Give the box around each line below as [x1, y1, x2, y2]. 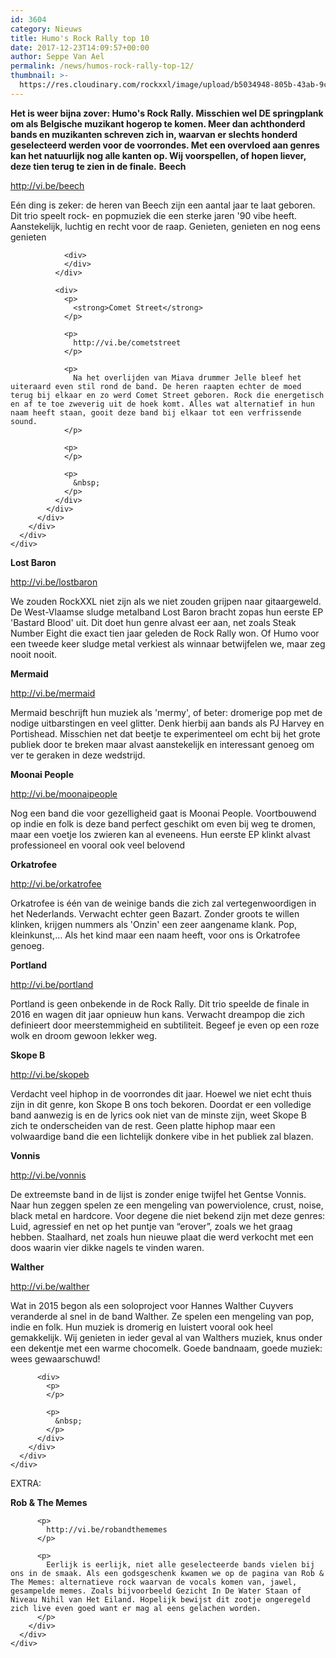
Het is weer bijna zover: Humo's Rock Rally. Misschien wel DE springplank [10, 107, 324, 119]
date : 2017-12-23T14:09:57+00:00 [10, 42, 150, 53]
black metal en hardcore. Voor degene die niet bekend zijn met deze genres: [10, 1209, 326, 1221]
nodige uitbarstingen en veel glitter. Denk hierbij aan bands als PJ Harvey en [10, 717, 325, 729]
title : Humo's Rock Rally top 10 [10, 33, 150, 43]
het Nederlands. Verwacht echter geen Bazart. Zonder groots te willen [10, 907, 300, 920]
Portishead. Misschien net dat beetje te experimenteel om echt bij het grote [10, 727, 321, 740]
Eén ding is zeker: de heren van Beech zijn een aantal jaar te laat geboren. [10, 199, 316, 211]
